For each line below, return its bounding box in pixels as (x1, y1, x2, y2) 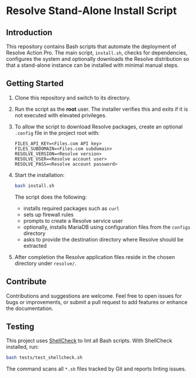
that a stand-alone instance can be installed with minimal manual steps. (6, 62, 179, 69)
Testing (6, 321, 35, 332)
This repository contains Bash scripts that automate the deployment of (6, 43, 177, 50)
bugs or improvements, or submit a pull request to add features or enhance (6, 298, 188, 305)
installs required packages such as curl (23, 205, 120, 212)
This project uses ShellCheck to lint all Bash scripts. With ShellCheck (6, 337, 173, 344)
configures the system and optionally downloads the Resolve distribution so (6, 56, 190, 62)
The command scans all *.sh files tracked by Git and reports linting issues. (6, 365, 187, 373)
